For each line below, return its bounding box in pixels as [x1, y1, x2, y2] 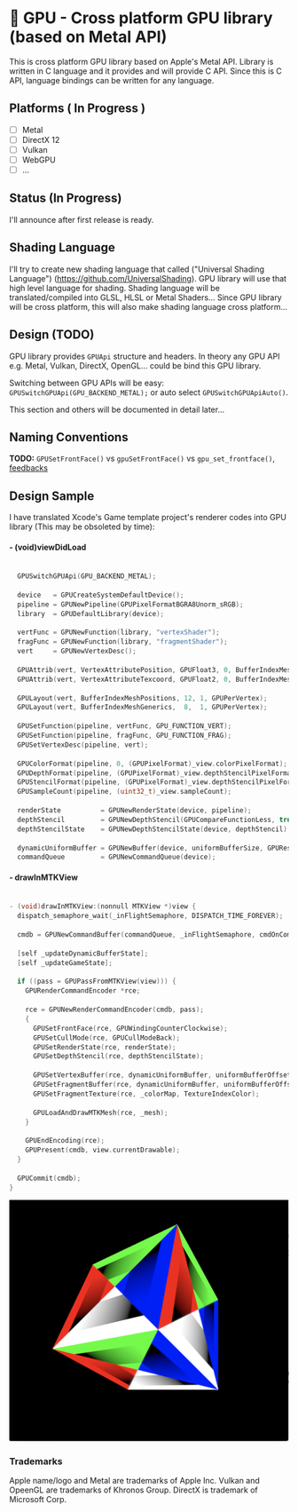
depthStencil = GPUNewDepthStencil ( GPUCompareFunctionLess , [17, 815, 276, 824]
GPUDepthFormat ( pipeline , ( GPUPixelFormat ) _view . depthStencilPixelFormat [17, 768, 295, 778]
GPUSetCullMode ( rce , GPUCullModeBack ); [32, 1033, 180, 1042]
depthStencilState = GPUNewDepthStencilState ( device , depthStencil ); [17, 825, 292, 834]
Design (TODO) [9, 328, 95, 343]
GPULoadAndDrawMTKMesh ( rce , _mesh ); [32, 1108, 169, 1117]
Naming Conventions [9, 430, 129, 445]
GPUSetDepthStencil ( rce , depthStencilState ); [32, 1052, 204, 1061]
